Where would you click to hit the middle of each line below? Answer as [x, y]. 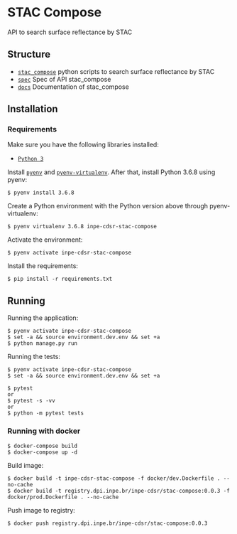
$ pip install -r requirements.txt [60, 279]
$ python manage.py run [43, 343]
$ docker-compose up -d [43, 452]
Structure [29, 54]
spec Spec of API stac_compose [64, 79]
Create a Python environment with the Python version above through [108, 206]
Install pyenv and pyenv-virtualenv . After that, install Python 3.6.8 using [111, 172]
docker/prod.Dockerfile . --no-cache [63, 497]
